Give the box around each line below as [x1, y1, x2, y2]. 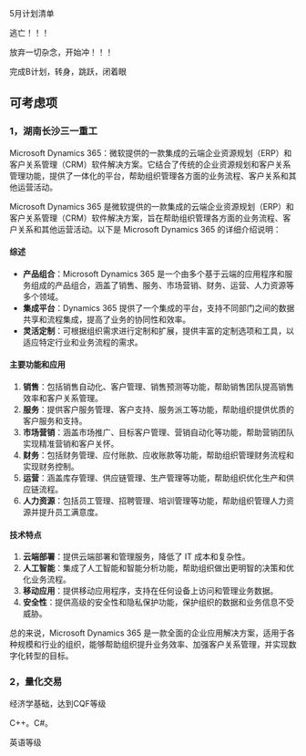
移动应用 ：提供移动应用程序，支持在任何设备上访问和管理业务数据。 [22, 585, 279, 596]
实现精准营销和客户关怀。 [22, 439, 119, 450]
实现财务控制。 [22, 461, 79, 472]
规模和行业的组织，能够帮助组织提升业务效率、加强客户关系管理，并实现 [16, 639, 289, 650]
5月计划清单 [9, 8, 55, 18]
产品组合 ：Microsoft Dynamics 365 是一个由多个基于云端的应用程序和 [22, 268, 285, 279]
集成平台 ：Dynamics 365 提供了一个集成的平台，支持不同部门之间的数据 [22, 302, 295, 313]
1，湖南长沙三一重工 [9, 125, 98, 138]
